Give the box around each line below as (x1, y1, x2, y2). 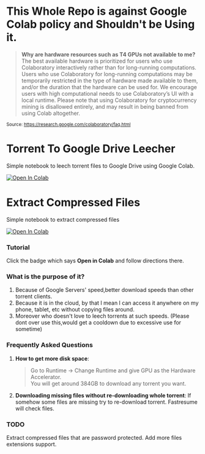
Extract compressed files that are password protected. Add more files (6, 434, 182, 441)
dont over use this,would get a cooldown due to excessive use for (15, 319, 182, 326)
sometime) (15, 326, 43, 333)
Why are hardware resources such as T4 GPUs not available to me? (21, 50, 196, 58)
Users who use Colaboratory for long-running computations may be (21, 70, 193, 77)
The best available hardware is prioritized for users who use (21, 57, 173, 65)
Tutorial (6, 243, 30, 251)
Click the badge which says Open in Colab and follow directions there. (6, 257, 184, 265)
